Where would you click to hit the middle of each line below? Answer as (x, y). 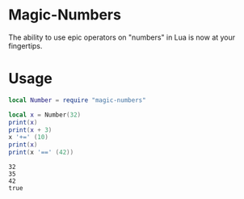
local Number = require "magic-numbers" (78, 100)
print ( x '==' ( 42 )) (41, 152)
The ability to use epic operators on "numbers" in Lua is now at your (122, 37)
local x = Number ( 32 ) (45, 115)
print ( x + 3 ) (30, 130)
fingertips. (25, 45)
